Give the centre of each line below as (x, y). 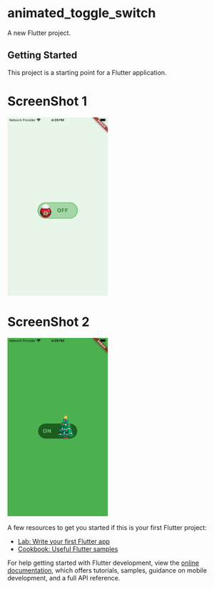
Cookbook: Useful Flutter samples (68, 549)
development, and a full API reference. (64, 578)
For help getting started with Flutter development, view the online (103, 563)
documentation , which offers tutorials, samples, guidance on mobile (107, 570)
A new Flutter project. (39, 33)
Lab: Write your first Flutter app (64, 541)
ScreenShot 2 (49, 322)
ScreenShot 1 (47, 101)
